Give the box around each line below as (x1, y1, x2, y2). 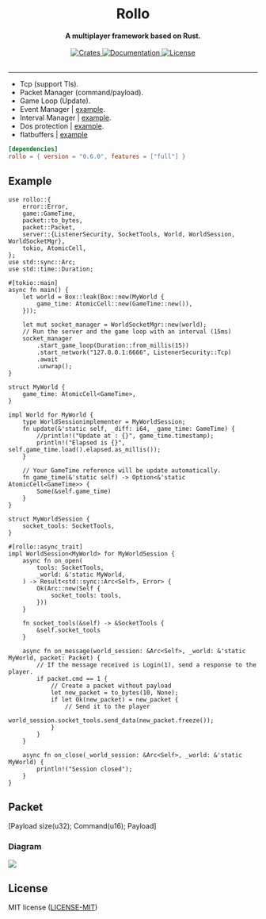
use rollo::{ (8, 195, 51, 203)
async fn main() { (8, 286, 69, 294)
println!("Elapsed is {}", (36, 438, 126, 447)
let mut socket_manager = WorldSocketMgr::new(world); (22, 321, 207, 329)
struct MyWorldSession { (8, 515, 90, 523)
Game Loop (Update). (19, 96, 91, 106)
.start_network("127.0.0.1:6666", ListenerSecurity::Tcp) (36, 348, 232, 356)
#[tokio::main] (8, 279, 59, 286)
